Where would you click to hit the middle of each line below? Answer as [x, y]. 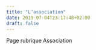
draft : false [23, 23]
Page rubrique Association [39, 41]
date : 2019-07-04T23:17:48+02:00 [48, 18]
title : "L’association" [36, 12]
